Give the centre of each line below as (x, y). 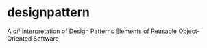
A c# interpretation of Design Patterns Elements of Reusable (92, 31)
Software (46, 38)
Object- (189, 31)
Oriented (20, 38)
